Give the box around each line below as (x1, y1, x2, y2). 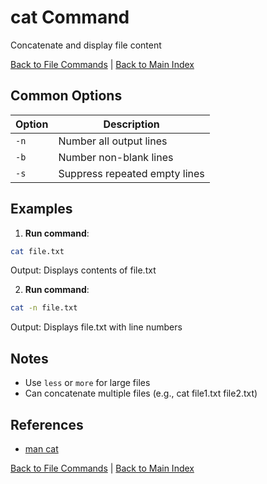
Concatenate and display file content (10, 39, 162, 51)
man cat (24, 442, 59, 455)
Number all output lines (58, 134, 168, 148)
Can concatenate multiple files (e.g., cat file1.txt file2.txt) (24, 387, 258, 400)
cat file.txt (10, 246, 65, 256)
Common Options (10, 87, 123, 105)
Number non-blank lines (58, 150, 174, 164)
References (10, 416, 84, 433)
